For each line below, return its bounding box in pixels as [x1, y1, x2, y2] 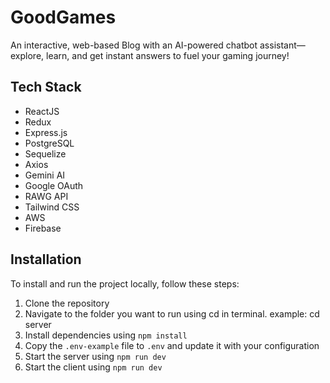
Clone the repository [24, 297, 110, 309]
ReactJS [24, 105, 60, 117]
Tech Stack [10, 79, 82, 96]
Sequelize [24, 147, 67, 160]
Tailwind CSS [24, 201, 80, 213]
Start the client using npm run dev [24, 361, 163, 373]
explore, [10, 49, 45, 61]
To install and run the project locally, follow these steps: [10, 277, 240, 290]
